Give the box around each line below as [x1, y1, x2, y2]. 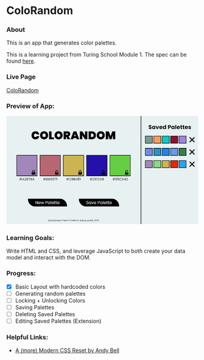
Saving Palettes [15, 303, 55, 311]
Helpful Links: [6, 333, 49, 342]
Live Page [6, 72, 36, 81]
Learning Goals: [6, 234, 55, 242]
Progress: [6, 269, 37, 278]
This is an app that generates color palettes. [6, 39, 117, 46]
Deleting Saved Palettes [15, 311, 76, 318]
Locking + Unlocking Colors [15, 297, 85, 304]
